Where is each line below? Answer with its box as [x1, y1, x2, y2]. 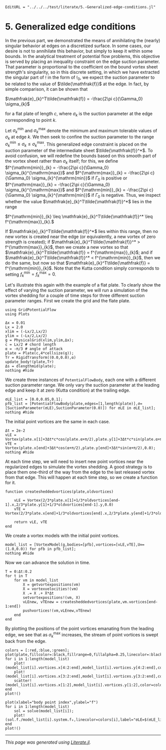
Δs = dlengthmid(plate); [5, 364, 56, 369]
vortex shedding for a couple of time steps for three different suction [5, 292, 145, 298]
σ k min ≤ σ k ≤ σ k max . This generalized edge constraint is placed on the [5, 140, 147, 148]
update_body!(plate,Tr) [5, 359, 54, 364]
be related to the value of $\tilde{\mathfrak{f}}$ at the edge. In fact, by [5, 81, 149, 87]
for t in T [5, 574, 28, 578]
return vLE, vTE [14, 519, 48, 525]
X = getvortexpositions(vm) [23, 582, 81, 587]
